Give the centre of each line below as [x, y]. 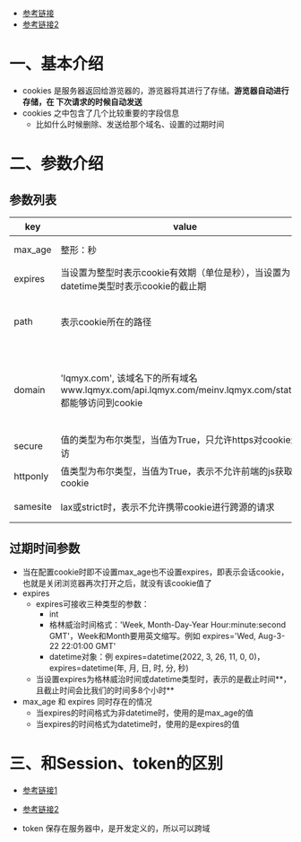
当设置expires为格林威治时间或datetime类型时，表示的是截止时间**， [163, 679]
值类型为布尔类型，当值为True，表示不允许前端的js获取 [177, 471]
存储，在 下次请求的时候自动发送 [82, 101]
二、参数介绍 [57, 164]
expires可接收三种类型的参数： [92, 603]
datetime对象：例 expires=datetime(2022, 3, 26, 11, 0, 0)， [157, 656]
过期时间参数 [45, 549]
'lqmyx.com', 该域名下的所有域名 [129, 378]
